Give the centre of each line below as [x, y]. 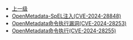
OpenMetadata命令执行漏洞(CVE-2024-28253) [69, 23]
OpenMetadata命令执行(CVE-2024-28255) [64, 31]
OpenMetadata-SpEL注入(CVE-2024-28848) [66, 16]
